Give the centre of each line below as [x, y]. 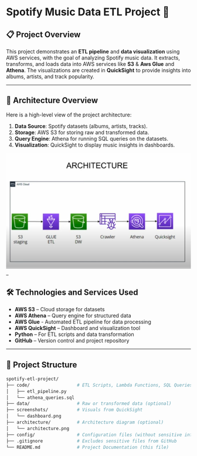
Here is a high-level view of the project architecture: [69, 115]
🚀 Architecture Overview [52, 100]
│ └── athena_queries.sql [40, 397]
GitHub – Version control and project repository [72, 341]
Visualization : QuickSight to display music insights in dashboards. [95, 145]
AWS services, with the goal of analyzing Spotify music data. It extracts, [93, 58]
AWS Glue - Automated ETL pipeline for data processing [83, 322]
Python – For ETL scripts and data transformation [74, 334]
